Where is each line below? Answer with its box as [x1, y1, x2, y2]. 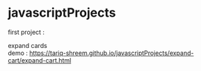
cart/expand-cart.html [8, 56, 72, 64]
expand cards [8, 41, 47, 49]
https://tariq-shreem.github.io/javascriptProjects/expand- [29, 49, 194, 57]
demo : [8, 49, 29, 57]
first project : [8, 28, 45, 36]
